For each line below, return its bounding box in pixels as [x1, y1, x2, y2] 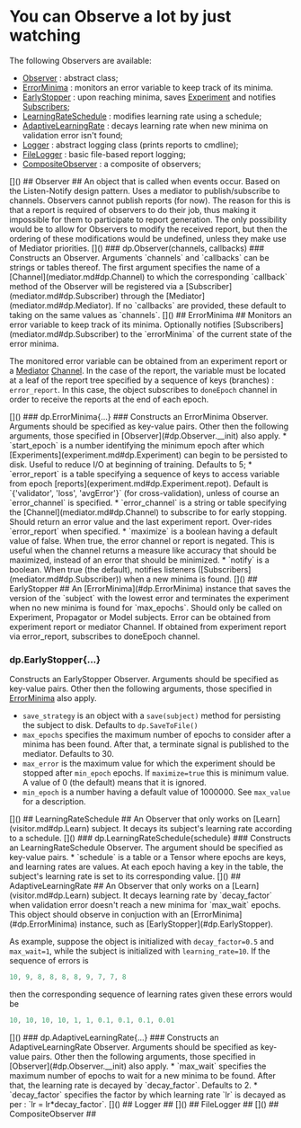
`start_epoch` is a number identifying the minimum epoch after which [9, 440, 265, 450]
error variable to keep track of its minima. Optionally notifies [9, 319, 232, 330]
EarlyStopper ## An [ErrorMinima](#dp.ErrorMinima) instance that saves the [9, 582, 291, 594]
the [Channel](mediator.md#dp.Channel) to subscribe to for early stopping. [9, 506, 288, 518]
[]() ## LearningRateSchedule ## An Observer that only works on [9, 813, 252, 824]
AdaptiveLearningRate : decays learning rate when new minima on [22, 120, 269, 131]
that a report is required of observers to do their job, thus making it [9, 204, 257, 215]
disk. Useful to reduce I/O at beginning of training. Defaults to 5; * [9, 458, 253, 469]
